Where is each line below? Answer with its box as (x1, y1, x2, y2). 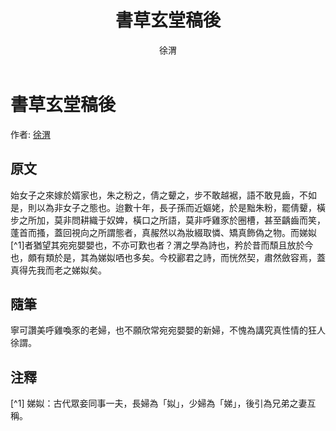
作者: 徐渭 (10, 128, 51, 140)
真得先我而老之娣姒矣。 (10, 264, 107, 276)
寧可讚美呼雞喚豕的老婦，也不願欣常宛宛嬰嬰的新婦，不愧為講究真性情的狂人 (10, 324, 326, 336)
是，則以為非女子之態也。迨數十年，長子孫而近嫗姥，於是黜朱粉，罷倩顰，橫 (10, 201, 326, 213)
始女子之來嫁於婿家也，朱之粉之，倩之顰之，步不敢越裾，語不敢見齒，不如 (10, 189, 317, 201)
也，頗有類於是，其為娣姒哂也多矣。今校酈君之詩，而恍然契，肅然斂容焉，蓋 (10, 251, 326, 263)
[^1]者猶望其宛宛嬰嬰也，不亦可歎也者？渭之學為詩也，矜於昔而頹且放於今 (10, 239, 314, 251)
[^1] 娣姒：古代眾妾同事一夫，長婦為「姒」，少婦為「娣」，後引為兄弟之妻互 (10, 397, 317, 410)
